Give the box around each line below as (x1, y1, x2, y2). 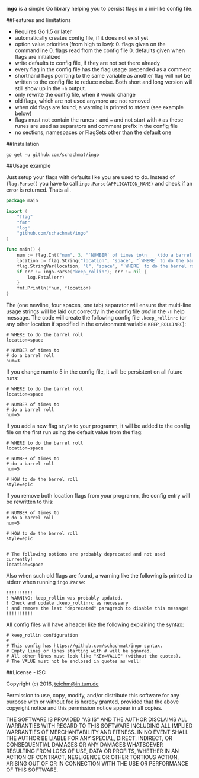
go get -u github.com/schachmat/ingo (6, 152, 99, 158)
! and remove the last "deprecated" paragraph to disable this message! (6, 605, 190, 611)
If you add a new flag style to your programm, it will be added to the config (6, 422, 190, 429)
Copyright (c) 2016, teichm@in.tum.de (6, 680, 99, 687)
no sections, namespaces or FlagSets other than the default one (14, 129, 172, 136)
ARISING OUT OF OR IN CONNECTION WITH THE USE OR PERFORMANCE (6, 760, 188, 767)
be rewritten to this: (6, 498, 54, 505)
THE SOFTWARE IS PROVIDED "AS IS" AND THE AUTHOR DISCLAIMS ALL (6, 716, 188, 723)
